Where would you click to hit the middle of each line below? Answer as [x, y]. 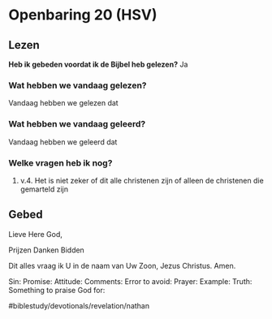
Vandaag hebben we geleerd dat [63, 142]
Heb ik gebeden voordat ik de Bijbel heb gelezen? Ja [98, 64]
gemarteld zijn [44, 189]
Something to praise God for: [57, 290]
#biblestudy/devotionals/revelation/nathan [79, 305]
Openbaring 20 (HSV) [83, 15]
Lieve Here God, [36, 234]
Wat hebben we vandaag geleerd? [77, 124]
